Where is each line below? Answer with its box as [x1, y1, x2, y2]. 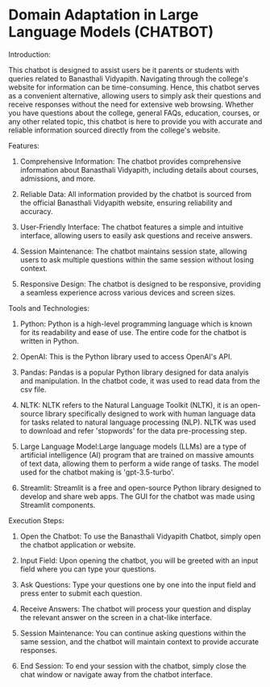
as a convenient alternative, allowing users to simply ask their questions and [8, 90, 262, 100]
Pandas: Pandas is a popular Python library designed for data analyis [19, 367, 249, 377]
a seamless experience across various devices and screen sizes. [19, 287, 236, 297]
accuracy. [19, 206, 54, 216]
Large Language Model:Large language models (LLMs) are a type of [19, 442, 247, 451]
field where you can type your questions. [19, 563, 157, 574]
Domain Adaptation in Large [8, 6, 199, 24]
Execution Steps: [8, 515, 64, 526]
